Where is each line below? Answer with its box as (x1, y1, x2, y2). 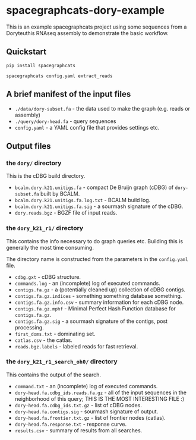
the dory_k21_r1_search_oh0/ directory (6, 357, 118, 366)
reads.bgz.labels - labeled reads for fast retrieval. (14, 342, 138, 350)
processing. (14, 323, 45, 331)
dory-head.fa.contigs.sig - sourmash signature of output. (14, 408, 159, 415)
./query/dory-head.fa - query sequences (14, 117, 116, 125)
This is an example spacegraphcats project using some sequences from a (6, 23, 187, 30)
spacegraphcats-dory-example (6, 4, 165, 17)
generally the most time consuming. (6, 244, 94, 251)
